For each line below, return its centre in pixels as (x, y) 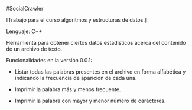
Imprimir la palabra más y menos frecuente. (68, 89)
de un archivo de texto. (34, 49)
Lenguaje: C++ (24, 31)
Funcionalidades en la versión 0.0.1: (49, 60)
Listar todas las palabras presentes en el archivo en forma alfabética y (100, 72)
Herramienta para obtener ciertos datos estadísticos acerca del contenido (96, 43)
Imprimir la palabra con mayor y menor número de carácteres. (90, 101)
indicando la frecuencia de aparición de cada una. (76, 78)
